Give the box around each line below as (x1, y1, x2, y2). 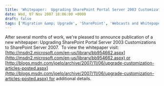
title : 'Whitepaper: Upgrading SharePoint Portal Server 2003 (5, 7, 137, 12)
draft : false (5, 16, 32, 21)
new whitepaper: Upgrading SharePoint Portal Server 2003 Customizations (5, 40, 156, 45)
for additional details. (49, 76, 92, 82)
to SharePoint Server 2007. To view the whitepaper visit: (5, 44, 119, 50)
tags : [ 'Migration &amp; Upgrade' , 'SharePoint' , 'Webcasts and (5, 21, 139, 26)
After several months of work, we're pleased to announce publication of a (5, 34, 153, 40)
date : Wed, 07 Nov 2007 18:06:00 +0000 (5, 12, 86, 17)
